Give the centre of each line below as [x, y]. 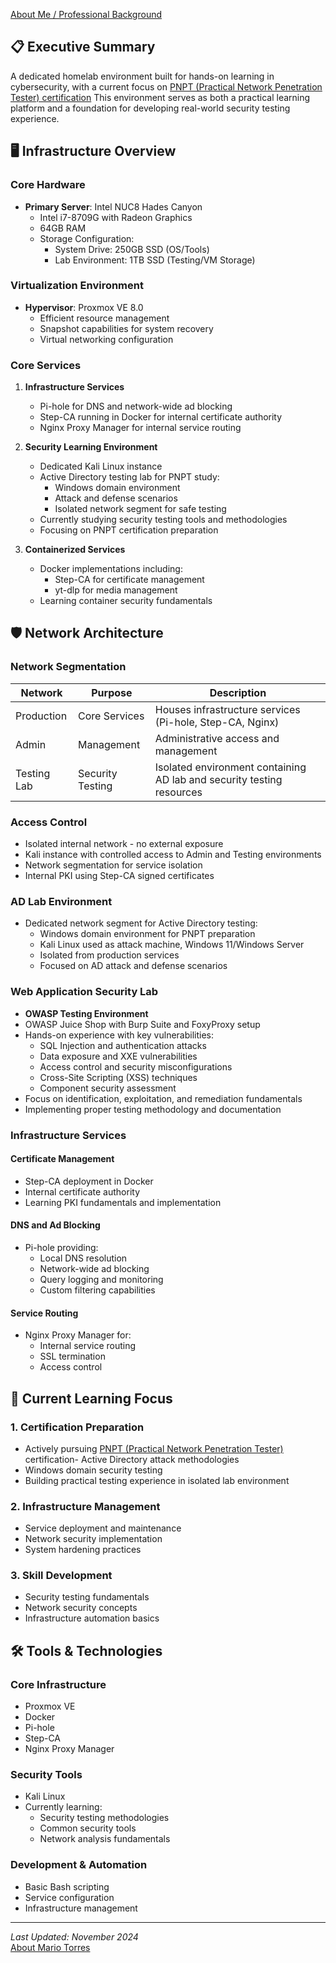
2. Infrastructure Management [85, 1506]
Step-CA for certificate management [129, 580]
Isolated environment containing [230, 767]
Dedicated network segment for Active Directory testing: [141, 923]
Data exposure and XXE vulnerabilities [118, 1056]
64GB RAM [63, 228]
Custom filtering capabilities [97, 1290]
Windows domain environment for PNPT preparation [147, 934]
